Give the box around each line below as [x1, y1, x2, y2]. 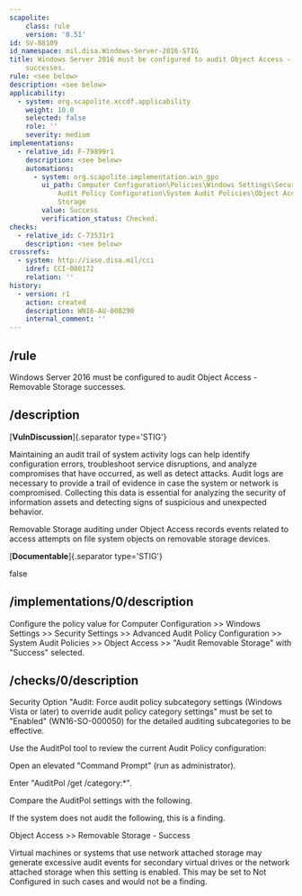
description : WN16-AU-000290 [25, 306, 135, 315]
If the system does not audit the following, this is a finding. [9, 812, 226, 824]
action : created [25, 298, 87, 307]
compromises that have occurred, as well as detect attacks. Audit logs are [9, 467, 284, 478]
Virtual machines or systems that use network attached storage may [9, 847, 262, 858]
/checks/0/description [9, 673, 139, 688]
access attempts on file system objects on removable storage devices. [9, 533, 271, 544]
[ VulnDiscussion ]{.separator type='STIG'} [9, 431, 167, 442]
